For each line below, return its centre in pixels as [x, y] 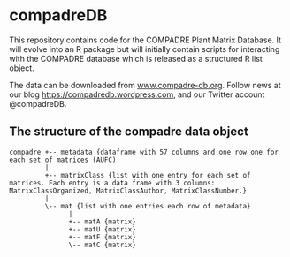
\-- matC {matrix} [103, 245]
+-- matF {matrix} [103, 237]
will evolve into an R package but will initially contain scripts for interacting [145, 49]
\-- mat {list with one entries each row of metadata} [148, 206]
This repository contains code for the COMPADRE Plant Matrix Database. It [145, 40]
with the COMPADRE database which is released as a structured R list [136, 58]
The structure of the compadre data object [129, 132]
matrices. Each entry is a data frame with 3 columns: [112, 183]
